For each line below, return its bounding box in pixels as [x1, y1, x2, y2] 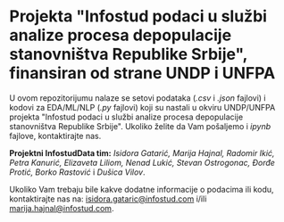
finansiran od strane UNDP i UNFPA [9, 63, 276, 84]
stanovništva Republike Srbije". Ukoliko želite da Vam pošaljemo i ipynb [9, 120, 271, 131]
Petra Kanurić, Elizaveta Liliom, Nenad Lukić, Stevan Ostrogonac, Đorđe [9, 157, 275, 168]
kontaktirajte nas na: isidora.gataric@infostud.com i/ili [9, 193, 207, 204]
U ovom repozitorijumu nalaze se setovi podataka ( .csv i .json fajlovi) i [9, 92, 266, 103]
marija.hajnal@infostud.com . [9, 202, 114, 213]
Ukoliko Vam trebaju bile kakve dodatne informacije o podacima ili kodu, [9, 184, 274, 194]
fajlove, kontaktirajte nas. [9, 130, 102, 141]
